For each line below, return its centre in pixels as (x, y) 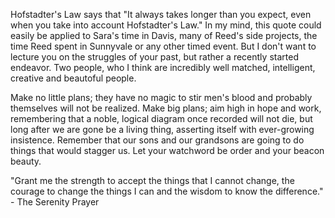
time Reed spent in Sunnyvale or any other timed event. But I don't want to (163, 46)
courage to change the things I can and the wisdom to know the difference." (167, 191)
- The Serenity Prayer (55, 202)
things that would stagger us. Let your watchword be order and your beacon (167, 150)
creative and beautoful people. (73, 78)
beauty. (26, 161)
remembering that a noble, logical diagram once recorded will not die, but (161, 118)
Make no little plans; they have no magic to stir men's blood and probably (161, 97)
